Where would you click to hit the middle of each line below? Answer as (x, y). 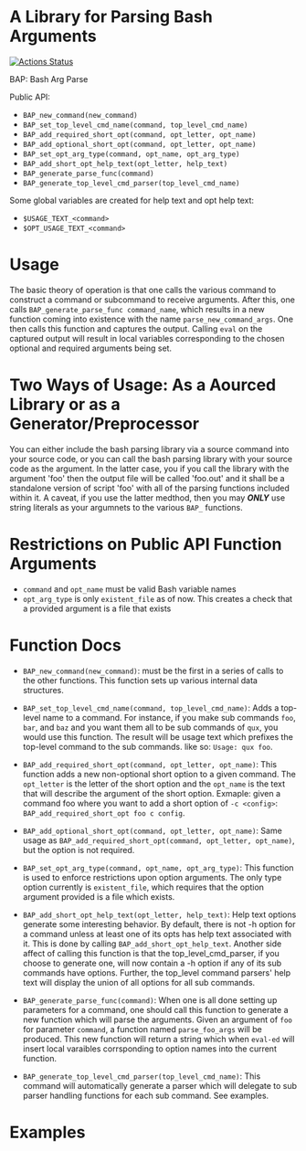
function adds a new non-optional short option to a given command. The (159, 774)
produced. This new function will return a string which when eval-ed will (158, 1039)
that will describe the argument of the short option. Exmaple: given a (152, 793)
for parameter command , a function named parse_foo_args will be (142, 1029)
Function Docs (65, 645)
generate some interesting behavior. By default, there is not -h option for (159, 924)
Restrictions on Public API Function (146, 544)
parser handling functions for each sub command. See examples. (146, 1095)
